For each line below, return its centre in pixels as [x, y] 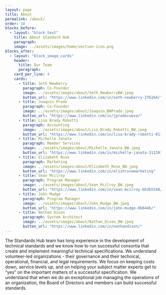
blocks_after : [20, 51]
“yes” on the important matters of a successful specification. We [71, 272]
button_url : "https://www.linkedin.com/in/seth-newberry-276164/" [93, 97]
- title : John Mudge [39, 194]
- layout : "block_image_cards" [42, 56]
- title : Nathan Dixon [41, 213]
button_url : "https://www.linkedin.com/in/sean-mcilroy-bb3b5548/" [94, 189]
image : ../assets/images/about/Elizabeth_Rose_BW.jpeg [81, 167]
